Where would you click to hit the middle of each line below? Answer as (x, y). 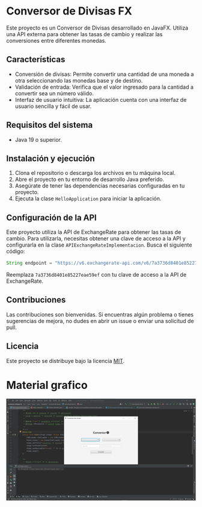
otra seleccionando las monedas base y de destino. (79, 80)
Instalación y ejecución (50, 158)
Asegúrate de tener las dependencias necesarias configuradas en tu (100, 186)
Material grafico (47, 385)
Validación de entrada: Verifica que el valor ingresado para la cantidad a (104, 87)
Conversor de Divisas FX (69, 11)
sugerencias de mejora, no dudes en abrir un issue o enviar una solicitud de (100, 321)
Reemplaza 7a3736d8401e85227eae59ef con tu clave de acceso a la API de (96, 275)
